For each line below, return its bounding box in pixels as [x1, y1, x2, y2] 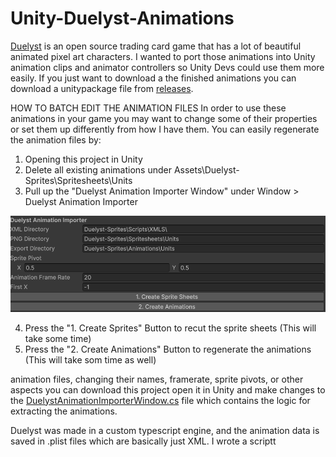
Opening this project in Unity [24, 153, 143, 165]
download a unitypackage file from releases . [10, 82, 194, 94]
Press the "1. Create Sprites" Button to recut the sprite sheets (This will [24, 322, 317, 334]
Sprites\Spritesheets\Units [24, 174, 133, 186]
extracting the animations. [10, 405, 118, 417]
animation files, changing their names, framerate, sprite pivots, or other [10, 373, 304, 385]
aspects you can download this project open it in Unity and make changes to [10, 383, 326, 396]
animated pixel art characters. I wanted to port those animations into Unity [10, 50, 316, 62]
